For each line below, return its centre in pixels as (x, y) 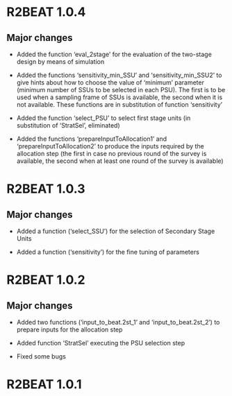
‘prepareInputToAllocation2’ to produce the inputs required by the (110, 146)
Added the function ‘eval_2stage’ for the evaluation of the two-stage (114, 54)
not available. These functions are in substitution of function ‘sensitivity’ (119, 104)
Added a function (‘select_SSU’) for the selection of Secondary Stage (116, 231)
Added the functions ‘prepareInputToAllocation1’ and (92, 139)
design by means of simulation (60, 62)
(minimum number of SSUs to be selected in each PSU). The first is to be (121, 90)
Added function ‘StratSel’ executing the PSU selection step (101, 343)
